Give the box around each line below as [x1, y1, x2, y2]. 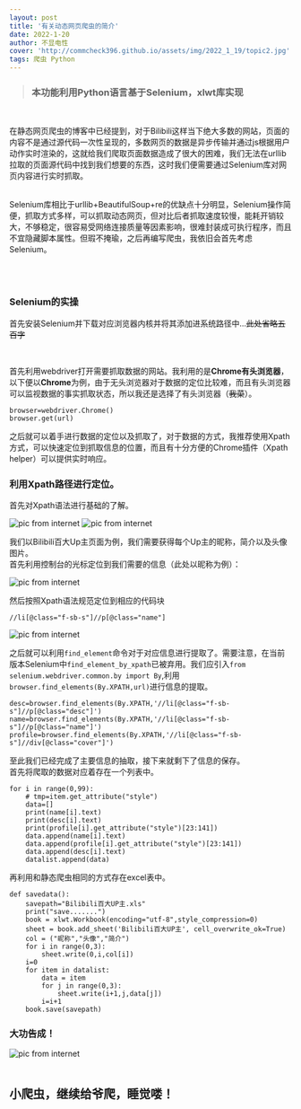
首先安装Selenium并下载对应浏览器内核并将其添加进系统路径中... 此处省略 [9, 318, 278, 329]
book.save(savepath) [25, 1005, 102, 1014]
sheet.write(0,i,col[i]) [41, 949, 134, 959]
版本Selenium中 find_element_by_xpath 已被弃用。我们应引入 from [9, 658, 246, 669]
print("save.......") [25, 907, 106, 916]
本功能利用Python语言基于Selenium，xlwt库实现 [30, 86, 244, 99]
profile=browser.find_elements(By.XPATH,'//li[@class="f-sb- [9, 730, 243, 739]
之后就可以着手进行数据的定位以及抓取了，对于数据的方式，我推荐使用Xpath [9, 430, 290, 441]
